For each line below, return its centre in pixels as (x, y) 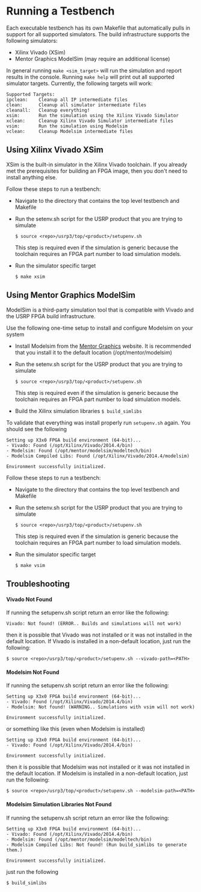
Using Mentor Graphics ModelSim (71, 295)
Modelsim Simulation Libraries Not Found (59, 804)
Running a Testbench (60, 11)
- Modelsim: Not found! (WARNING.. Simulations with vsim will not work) (101, 707)
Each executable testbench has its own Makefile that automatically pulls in (98, 28)
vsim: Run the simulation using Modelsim (67, 126)
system (15, 334)
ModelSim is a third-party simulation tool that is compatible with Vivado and (100, 310)
